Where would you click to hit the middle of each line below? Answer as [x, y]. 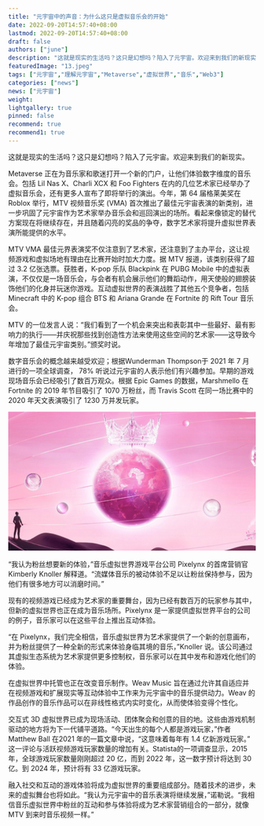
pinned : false [31, 116]
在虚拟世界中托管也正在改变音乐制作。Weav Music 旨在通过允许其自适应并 [129, 682]
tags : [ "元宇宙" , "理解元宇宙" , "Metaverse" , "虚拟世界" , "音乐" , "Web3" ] [116, 75]
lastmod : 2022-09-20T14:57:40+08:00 [68, 33]
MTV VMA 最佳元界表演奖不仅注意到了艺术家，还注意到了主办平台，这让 [126, 249]
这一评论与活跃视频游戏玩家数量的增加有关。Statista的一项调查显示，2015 [128, 748]
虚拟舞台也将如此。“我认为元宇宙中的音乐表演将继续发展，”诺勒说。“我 [135, 795]
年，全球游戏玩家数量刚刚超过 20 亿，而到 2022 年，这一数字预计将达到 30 [130, 758]
